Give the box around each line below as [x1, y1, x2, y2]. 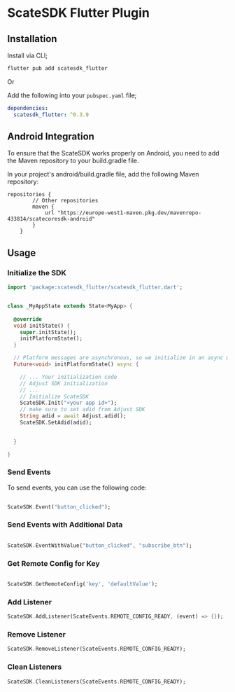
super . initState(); [20, 328, 77, 335]
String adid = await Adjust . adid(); [20, 413, 127, 420]
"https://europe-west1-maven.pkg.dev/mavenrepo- [57, 209, 201, 216]
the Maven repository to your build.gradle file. [7, 156, 139, 165]
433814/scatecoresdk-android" [7, 216, 96, 223]
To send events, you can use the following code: [7, 483, 147, 492]
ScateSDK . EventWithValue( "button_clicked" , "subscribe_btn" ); [7, 541, 192, 549]
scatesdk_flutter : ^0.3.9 [13, 111, 90, 118]
